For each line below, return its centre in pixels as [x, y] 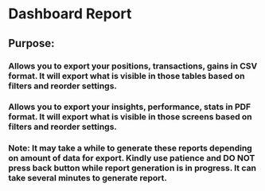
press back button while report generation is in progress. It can [132, 168]
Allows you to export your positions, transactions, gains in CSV [133, 66]
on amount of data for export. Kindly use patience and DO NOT [132, 158]
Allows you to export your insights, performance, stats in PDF [130, 107]
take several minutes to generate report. [88, 178]
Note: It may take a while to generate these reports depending [130, 148]
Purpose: [31, 43]
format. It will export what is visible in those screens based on [130, 117]
